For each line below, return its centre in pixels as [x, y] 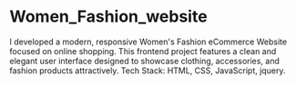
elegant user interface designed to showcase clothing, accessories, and [145, 61]
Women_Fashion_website [108, 17]
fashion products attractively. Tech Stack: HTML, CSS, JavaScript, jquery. [148, 71]
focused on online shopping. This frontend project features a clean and [143, 51]
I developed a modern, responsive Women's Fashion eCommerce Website [148, 42]
